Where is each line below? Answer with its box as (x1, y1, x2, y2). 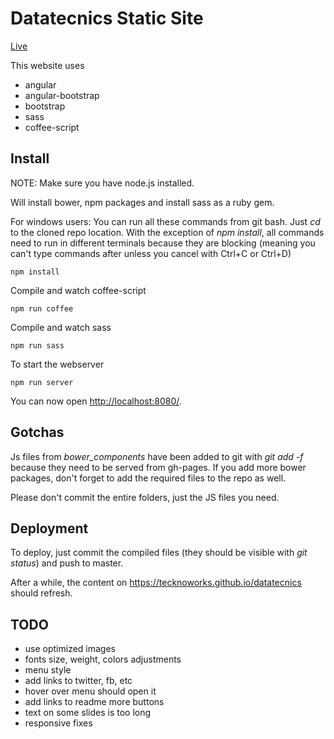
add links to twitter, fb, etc (24, 675, 133, 687)
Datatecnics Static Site (10, 7, 204, 30)
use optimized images (24, 643, 117, 655)
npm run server (10, 377, 74, 387)
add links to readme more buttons (24, 696, 165, 708)
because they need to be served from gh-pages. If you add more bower (10, 461, 307, 473)
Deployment (10, 520, 89, 537)
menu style (24, 664, 72, 676)
